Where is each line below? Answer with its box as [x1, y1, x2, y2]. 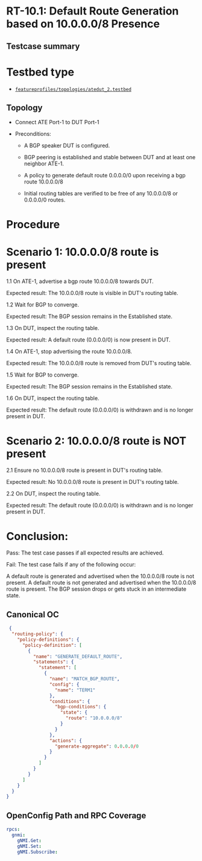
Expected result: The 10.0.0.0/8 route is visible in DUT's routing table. [6, 290, 178, 297]
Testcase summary [6, 41, 80, 51]
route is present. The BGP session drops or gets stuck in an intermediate [6, 585, 187, 593]
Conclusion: [6, 529, 69, 543]
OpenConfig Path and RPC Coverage [6, 810, 147, 821]
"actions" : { [49, 737, 83, 743]
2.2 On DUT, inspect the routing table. [6, 490, 101, 497]
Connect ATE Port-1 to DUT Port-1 [14, 119, 99, 126]
